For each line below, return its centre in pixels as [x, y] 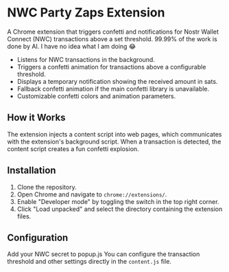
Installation [32, 171]
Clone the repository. [47, 187]
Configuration [38, 237]
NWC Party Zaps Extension [86, 13]
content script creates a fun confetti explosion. [73, 148]
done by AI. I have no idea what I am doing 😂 [72, 46]
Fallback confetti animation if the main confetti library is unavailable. [113, 89]
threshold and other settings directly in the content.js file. [89, 262]
